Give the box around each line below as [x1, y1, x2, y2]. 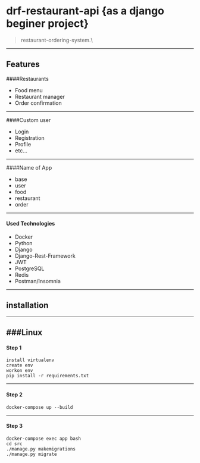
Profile [14, 140, 32, 148]
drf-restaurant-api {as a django [6, 4, 165, 18]
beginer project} [6, 17, 89, 30]
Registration [14, 134, 45, 141]
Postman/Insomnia [14, 277, 61, 284]
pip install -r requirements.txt [6, 373, 89, 379]
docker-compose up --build [6, 404, 73, 410]
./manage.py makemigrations [6, 446, 76, 452]
